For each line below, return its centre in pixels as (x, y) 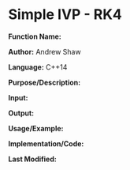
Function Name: (35, 36)
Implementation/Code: (46, 143)
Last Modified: (32, 159)
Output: (21, 113)
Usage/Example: (36, 128)
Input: (18, 97)
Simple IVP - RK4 (65, 15)
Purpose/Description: (45, 82)
